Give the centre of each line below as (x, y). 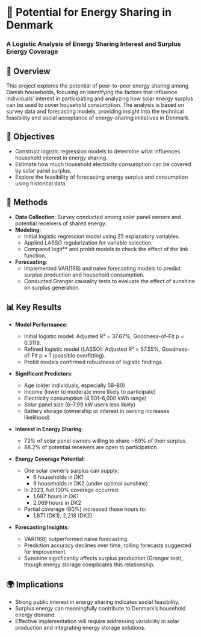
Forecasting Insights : (42, 527)
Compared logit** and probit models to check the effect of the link (106, 249)
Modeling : (28, 229)
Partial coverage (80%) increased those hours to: (85, 509)
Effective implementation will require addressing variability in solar (97, 621)
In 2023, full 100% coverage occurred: (72, 490)
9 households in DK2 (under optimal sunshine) (91, 484)
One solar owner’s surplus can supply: (71, 471)
